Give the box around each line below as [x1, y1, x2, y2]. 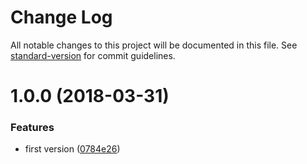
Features [10, 121, 55, 135]
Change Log [10, 6, 113, 29]
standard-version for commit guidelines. [10, 49, 176, 61]
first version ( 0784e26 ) [24, 143, 121, 155]
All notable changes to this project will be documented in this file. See [10, 39, 298, 51]
